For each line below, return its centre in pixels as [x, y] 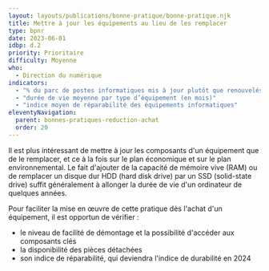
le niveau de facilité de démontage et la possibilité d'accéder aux [127, 233]
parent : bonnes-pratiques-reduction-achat [87, 120]
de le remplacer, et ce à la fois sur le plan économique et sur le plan [120, 159]
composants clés [48, 241]
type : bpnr [26, 30]
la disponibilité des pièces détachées [81, 249]
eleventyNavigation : [43, 113]
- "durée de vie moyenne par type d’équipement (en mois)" [116, 98]
